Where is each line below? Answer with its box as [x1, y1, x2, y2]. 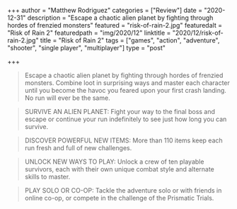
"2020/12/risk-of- [172, 28, 224, 37]
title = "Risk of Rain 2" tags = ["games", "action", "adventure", [40, 36, 220, 45]
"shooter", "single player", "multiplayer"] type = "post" [7, 44, 166, 52]
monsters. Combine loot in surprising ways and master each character [24, 79, 230, 87]
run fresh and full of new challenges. [24, 144, 132, 152]
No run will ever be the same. [24, 94, 111, 102]
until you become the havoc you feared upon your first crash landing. [24, 86, 226, 94]
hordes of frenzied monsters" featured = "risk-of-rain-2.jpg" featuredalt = [7, 21, 223, 29]
